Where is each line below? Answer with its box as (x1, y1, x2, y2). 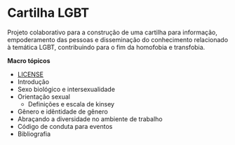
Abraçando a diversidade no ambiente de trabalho (17, 114, 163, 123)
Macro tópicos (7, 56, 51, 64)
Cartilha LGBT (7, 5, 90, 21)
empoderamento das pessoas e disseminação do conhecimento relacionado (7, 35, 229, 43)
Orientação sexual (17, 92, 70, 101)
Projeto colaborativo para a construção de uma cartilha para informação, (7, 28, 217, 36)
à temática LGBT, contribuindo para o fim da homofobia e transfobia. (7, 43, 206, 51)
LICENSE (17, 70, 44, 78)
